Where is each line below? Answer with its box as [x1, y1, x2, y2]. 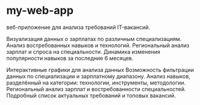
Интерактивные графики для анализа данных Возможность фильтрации [6, 66, 195, 73]
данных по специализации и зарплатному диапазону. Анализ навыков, [6, 72, 190, 80]
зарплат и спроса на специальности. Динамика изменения [6, 48, 160, 55]
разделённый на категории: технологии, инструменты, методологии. [6, 79, 186, 86]
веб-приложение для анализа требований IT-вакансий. [6, 24, 151, 31]
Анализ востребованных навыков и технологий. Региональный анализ [6, 42, 190, 49]
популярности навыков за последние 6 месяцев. [6, 54, 134, 62]
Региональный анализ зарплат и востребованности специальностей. [6, 85, 187, 92]
